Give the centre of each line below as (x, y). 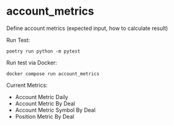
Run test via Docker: (32, 62)
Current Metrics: (27, 85)
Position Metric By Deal (45, 116)
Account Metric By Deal (45, 103)
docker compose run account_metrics (53, 74)
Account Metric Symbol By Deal (55, 110)
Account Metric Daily (42, 97)
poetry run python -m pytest (43, 51)
